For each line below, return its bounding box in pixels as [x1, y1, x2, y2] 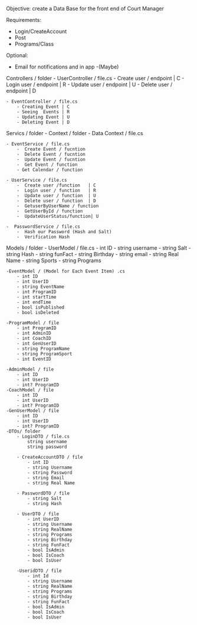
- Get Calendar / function [17, 167, 83, 173]
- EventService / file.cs [6, 141, 70, 147]
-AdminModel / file [6, 367, 54, 372]
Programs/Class [14, 41, 54, 47]
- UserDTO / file [17, 511, 60, 517]
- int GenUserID [17, 341, 57, 346]
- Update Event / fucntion [17, 156, 86, 162]
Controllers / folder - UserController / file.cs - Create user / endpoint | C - [6, 75, 185, 81]
